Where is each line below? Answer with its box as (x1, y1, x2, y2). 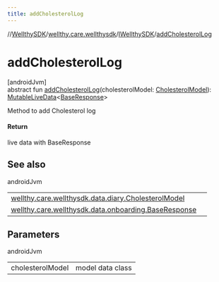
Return (7, 123, 28, 131)
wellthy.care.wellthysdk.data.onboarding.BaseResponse (11, 204, 197, 214)
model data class (75, 263, 132, 273)
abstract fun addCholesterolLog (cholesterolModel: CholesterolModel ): (7, 85, 212, 94)
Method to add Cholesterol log (7, 106, 96, 115)
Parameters (7, 228, 60, 240)
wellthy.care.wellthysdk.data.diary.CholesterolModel (11, 193, 185, 203)
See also (7, 159, 46, 171)
